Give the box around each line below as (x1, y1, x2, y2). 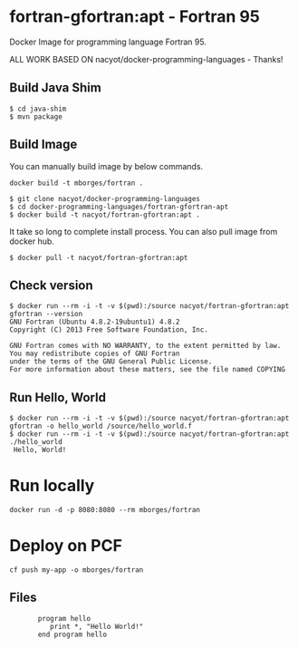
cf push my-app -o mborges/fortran (9, 566, 144, 575)
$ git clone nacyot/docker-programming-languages (9, 194, 201, 203)
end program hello (37, 630, 107, 639)
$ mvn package (9, 111, 63, 121)
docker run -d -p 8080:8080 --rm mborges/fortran (9, 506, 201, 515)
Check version (9, 277, 93, 293)
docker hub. (9, 236, 54, 247)
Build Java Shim (9, 80, 101, 96)
